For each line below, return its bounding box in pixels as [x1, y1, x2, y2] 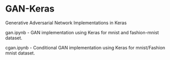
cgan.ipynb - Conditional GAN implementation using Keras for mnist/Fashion [5, 44, 165, 50]
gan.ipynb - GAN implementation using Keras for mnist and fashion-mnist [5, 29, 159, 35]
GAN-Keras [5, 3, 55, 15]
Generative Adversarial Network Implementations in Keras [5, 20, 127, 26]
